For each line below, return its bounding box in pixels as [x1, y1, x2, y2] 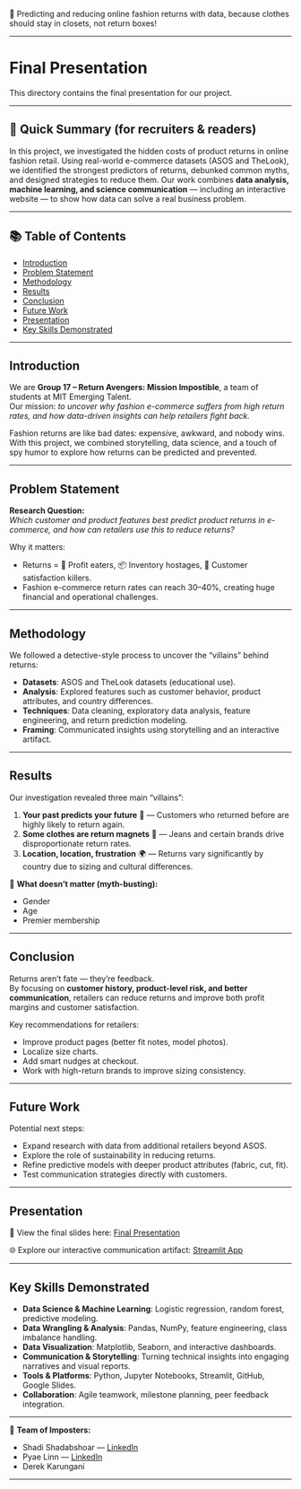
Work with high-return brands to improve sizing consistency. [21, 1065, 246, 1075]
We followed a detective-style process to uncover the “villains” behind [9, 650, 269, 660]
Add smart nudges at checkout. [21, 1055, 139, 1067]
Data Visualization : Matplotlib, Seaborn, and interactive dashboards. [21, 1342, 277, 1353]
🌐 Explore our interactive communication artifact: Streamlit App [9, 1245, 244, 1256]
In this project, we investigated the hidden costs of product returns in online [9, 145, 289, 156]
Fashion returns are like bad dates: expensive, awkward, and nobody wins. [9, 428, 285, 439]
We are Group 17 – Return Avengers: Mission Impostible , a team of [9, 382, 259, 393]
